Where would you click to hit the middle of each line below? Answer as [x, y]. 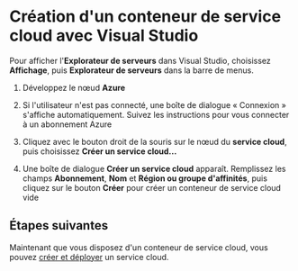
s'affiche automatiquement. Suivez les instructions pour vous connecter [156, 114]
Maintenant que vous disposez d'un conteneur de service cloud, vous [139, 247]
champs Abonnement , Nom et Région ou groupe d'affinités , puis [145, 178]
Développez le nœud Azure [74, 87]
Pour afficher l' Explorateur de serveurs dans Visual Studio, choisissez [140, 60]
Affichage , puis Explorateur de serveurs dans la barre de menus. [131, 70]
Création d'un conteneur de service [145, 17]
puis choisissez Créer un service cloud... [99, 151]
